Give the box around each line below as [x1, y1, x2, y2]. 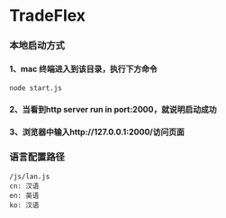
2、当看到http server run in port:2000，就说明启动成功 [9, 104, 217, 114]
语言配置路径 [9, 150, 66, 163]
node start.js [9, 84, 63, 93]
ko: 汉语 [9, 200, 40, 210]
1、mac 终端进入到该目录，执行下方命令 [9, 63, 158, 74]
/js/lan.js [9, 172, 50, 181]
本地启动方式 [9, 40, 66, 52]
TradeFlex [9, 5, 86, 26]
